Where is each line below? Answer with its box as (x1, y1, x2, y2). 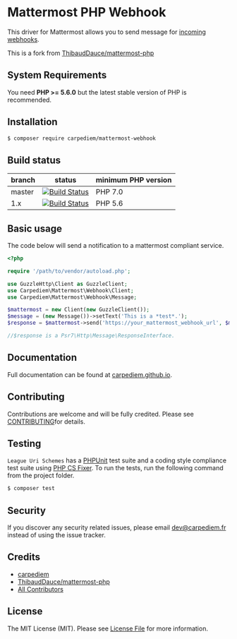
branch (11, 175, 36, 185)
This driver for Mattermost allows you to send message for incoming (7, 28, 207, 36)
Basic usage (7, 222, 62, 234)
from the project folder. (7, 471, 75, 480)
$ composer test (7, 485, 55, 492)
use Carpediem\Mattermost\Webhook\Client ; (7, 287, 134, 294)
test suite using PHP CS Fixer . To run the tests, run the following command (7, 464, 224, 472)
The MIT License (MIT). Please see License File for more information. (7, 624, 208, 633)
